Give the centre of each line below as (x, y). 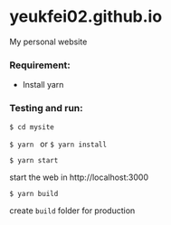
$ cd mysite (32, 127)
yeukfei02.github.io (86, 17)
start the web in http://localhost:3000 (79, 177)
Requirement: (40, 65)
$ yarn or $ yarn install (58, 144)
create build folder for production (72, 211)
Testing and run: (46, 108)
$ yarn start (34, 160)
